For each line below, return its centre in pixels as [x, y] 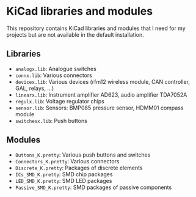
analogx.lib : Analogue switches [56, 69]
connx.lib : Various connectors [54, 75]
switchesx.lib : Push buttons [51, 121]
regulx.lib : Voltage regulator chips [60, 101]
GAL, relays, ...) [34, 88]
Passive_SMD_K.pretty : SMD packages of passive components [93, 187]
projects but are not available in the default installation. [75, 34]
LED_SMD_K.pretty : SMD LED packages [64, 180]
